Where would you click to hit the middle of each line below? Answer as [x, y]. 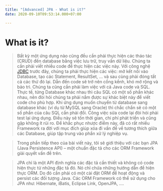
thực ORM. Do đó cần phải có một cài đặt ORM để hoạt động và [81, 173]
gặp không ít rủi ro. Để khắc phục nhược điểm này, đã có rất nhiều [83, 123]
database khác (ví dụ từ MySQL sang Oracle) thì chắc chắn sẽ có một [87, 108]
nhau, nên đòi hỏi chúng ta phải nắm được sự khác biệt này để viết [84, 97]
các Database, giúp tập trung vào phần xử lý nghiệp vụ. [72, 134]
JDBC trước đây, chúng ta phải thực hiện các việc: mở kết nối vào [82, 72]
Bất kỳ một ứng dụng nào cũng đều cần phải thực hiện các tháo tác [84, 56]
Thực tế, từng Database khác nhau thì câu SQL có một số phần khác [85, 92]
